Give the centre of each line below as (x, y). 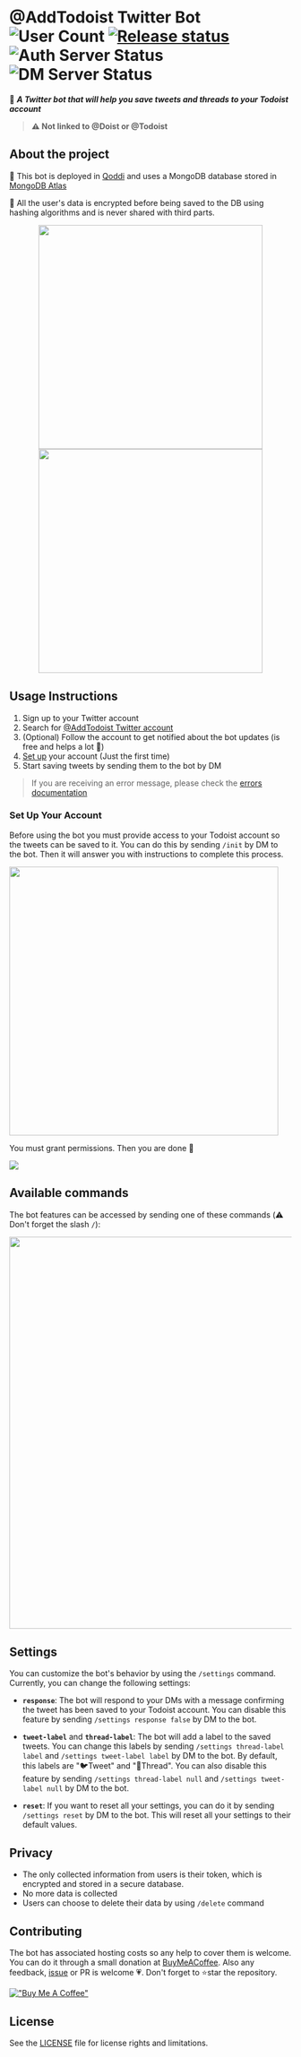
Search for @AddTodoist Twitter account (98, 727)
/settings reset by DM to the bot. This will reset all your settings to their (156, 1815)
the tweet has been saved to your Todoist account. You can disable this (154, 1710)
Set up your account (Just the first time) (96, 756)
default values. (50, 1825)
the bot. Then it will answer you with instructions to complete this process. (146, 854)
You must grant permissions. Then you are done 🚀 (102, 1148)
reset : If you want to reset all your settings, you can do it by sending (148, 1806)
